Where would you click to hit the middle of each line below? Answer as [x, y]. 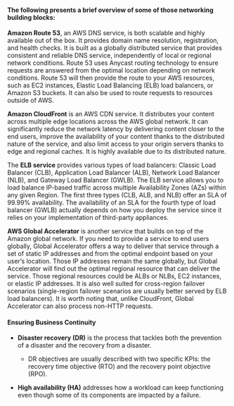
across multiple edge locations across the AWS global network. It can [108, 122]
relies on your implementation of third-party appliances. [88, 218]
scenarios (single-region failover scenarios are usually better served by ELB [117, 291]
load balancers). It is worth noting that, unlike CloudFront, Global [101, 299]
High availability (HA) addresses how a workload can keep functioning [120, 388]
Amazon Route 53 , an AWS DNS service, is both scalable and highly [106, 33]
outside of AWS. [31, 100]
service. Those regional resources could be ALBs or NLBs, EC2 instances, [114, 276]
